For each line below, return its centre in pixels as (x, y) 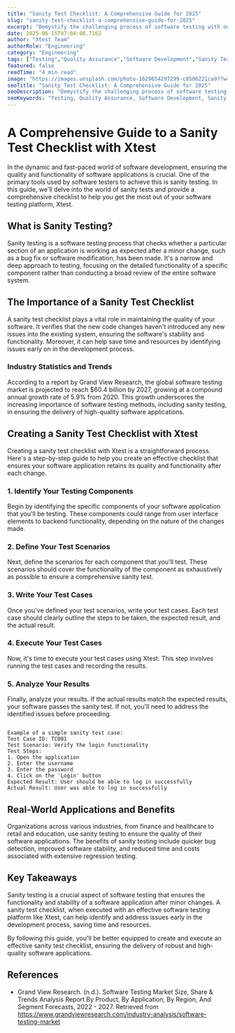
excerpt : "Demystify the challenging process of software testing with (114, 27)
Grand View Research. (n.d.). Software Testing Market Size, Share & (115, 992)
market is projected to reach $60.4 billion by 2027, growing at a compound (115, 390)
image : (17, 79)
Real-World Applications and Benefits (91, 810)
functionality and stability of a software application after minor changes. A (114, 902)
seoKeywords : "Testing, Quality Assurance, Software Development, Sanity (117, 99)
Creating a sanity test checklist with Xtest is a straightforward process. (109, 450)
